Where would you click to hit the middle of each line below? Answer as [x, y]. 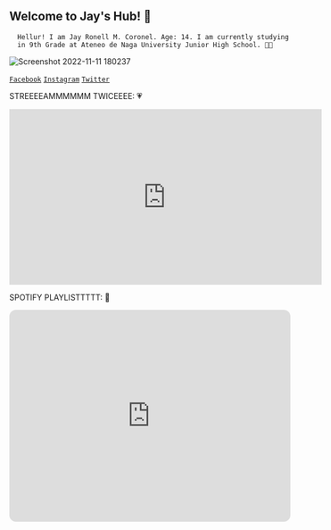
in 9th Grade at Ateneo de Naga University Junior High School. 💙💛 [145, 45]
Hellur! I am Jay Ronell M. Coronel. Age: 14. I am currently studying [153, 37]
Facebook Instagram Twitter [59, 79]
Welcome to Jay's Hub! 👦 [80, 17]
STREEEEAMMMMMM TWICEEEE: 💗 [76, 95]
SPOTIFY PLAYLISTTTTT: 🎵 [60, 297]
